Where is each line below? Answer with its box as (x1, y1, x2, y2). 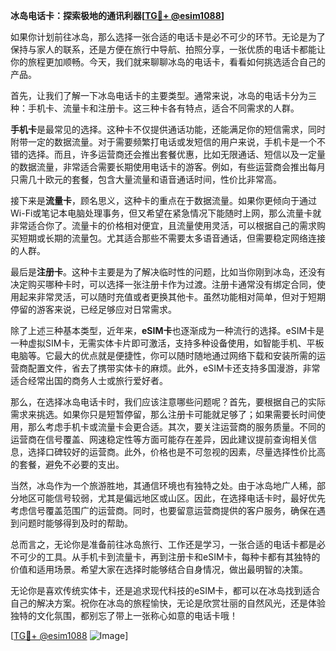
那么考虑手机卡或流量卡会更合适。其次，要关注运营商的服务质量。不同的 (27, 421, 326, 433)
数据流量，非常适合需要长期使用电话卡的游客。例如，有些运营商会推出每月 (18, 161, 326, 173)
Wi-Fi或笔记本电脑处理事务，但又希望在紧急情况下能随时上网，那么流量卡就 (10, 207, 322, 219)
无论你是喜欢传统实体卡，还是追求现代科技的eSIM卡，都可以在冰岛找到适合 (10, 585, 321, 596)
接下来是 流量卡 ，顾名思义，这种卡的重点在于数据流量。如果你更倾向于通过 (10, 195, 317, 206)
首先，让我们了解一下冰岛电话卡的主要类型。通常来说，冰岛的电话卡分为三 (10, 90, 317, 101)
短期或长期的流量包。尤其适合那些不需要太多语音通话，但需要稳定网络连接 (18, 232, 326, 244)
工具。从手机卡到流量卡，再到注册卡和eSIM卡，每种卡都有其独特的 (44, 551, 321, 563)
